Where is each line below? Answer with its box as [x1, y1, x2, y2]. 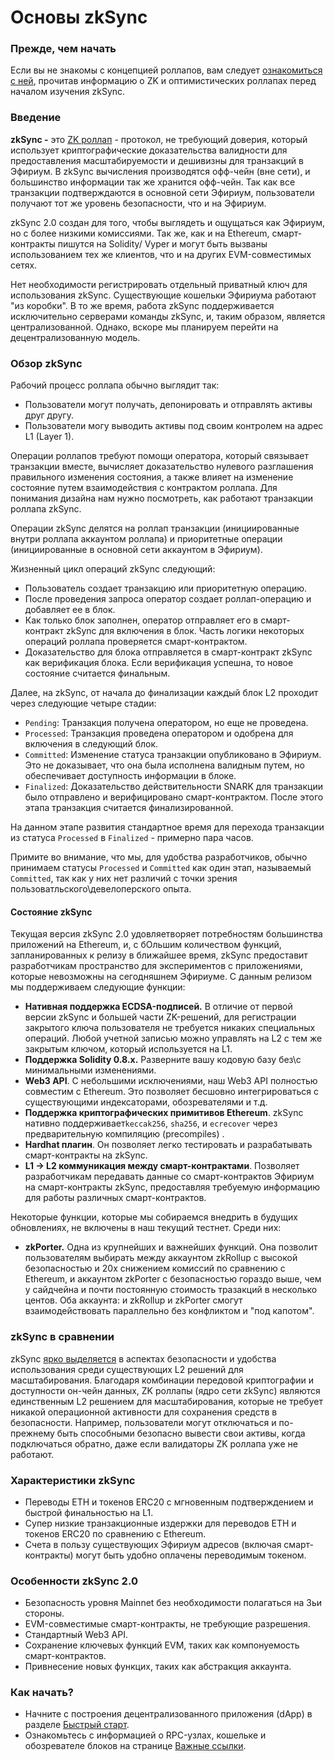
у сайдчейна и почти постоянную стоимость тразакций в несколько [24, 1284, 318, 1296]
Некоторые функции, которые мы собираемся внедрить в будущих [10, 1211, 298, 1223]
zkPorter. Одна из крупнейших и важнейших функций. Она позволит [24, 1241, 318, 1253]
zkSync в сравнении [10, 1330, 115, 1344]
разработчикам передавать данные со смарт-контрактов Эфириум [24, 1171, 315, 1183]
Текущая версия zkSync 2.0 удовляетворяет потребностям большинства [10, 928, 323, 940]
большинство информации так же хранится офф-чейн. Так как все [10, 176, 296, 188]
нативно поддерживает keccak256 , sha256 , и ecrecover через [24, 1117, 278, 1130]
